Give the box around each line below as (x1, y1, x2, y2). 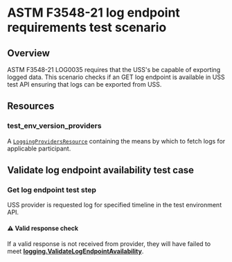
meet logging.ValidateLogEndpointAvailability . (7, 247, 144, 255)
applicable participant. (7, 144, 71, 152)
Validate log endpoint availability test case (7, 164, 195, 176)
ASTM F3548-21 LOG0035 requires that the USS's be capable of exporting (7, 66, 221, 73)
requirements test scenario (7, 19, 167, 35)
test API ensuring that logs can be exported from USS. (7, 80, 162, 88)
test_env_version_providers (7, 121, 102, 131)
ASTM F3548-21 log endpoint (7, 5, 180, 21)
